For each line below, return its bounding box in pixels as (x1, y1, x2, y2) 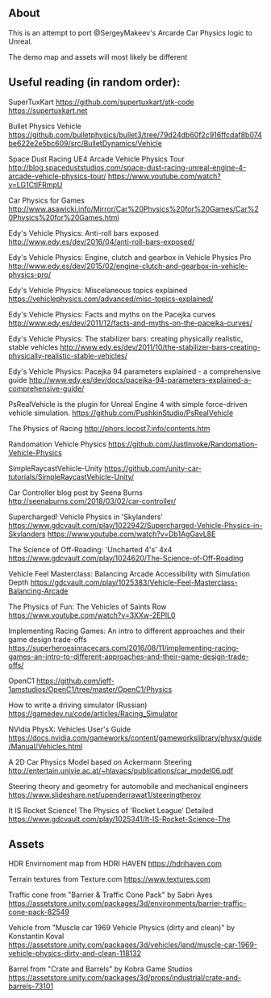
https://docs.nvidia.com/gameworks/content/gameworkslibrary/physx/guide (8, 732, 262, 742)
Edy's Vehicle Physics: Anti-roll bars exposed (8, 228, 159, 237)
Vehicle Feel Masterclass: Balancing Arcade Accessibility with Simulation (8, 568, 251, 578)
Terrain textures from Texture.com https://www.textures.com (8, 874, 211, 884)
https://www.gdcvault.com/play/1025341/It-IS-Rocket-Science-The (8, 814, 231, 824)
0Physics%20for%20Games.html (8, 212, 119, 222)
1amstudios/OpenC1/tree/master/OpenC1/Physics (8, 684, 173, 694)
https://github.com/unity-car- (104, 463, 202, 473)
